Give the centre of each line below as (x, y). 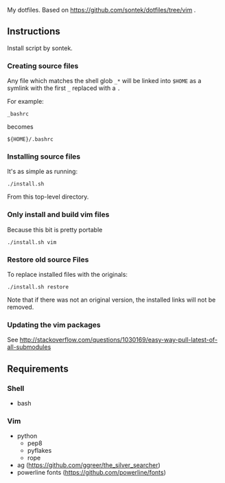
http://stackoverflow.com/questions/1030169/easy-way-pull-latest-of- (119, 340)
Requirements (38, 369)
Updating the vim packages (54, 324)
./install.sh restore (38, 287)
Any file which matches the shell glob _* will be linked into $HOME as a (104, 81)
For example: (26, 102)
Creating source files (43, 66)
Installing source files (44, 157)
